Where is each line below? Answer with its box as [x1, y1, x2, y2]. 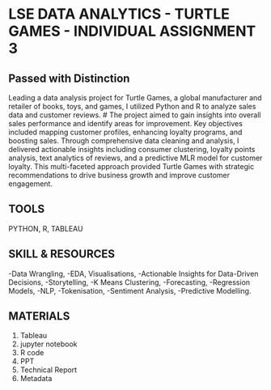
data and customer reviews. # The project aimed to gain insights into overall [8, 110, 261, 120]
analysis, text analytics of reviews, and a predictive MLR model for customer [8, 153, 263, 163]
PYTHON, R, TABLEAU [8, 223, 83, 233]
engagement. [8, 179, 53, 189]
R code [19, 348, 44, 358]
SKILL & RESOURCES [8, 248, 116, 261]
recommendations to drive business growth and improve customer [8, 171, 231, 180]
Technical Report [19, 365, 78, 375]
